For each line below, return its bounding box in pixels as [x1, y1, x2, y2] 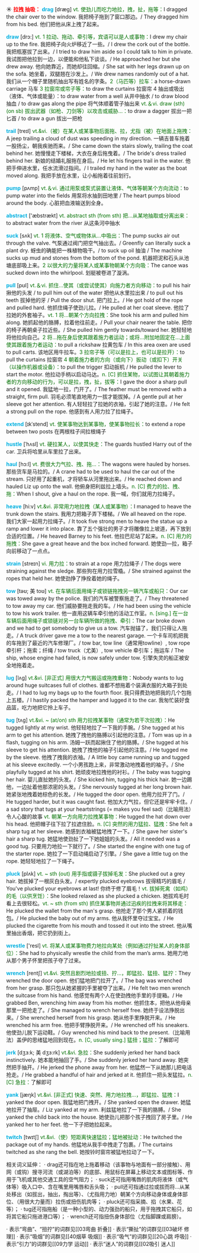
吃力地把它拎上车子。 [21, 704, 74, 711]
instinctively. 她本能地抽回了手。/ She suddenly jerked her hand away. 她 [6, 1057, 184, 1063]
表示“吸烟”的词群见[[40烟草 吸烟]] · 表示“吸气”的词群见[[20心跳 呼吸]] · [20, 1233, 192, 1240]
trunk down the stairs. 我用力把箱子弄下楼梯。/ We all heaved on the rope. [6, 510, 187, 517]
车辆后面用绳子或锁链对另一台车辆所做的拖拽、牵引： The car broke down [6, 617, 185, 624]
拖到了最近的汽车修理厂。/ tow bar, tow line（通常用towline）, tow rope [16, 639, 191, 646]
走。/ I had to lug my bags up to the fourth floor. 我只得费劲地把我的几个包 [6, 689, 187, 696]
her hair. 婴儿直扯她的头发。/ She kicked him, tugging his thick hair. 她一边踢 [6, 776, 192, 783]
